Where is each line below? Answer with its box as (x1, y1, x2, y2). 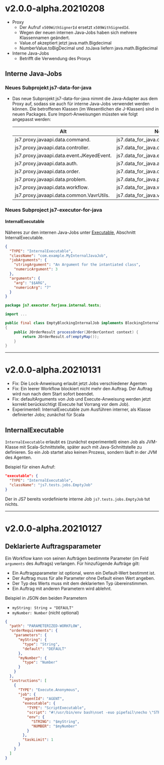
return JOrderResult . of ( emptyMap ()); (22, 334, 99, 339)
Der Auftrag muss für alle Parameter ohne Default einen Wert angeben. (12, 575, 155, 581)
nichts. (5, 501, 19, 507)
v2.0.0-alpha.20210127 (5, 523, 102, 534)
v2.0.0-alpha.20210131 (5, 364, 101, 376)
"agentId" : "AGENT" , (22, 697, 64, 701)
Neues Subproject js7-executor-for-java (5, 206, 102, 213)
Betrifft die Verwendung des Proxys (19, 55, 91, 61)
